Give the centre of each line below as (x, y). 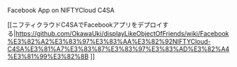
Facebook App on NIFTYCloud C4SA (61, 10)
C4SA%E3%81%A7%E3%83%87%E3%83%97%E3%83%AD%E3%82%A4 (118, 49)
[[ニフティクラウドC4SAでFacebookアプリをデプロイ (85, 25)
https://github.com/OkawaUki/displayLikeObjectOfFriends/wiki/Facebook (122, 33)
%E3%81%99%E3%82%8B (48, 56)
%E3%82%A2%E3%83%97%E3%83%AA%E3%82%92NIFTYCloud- (109, 41)
